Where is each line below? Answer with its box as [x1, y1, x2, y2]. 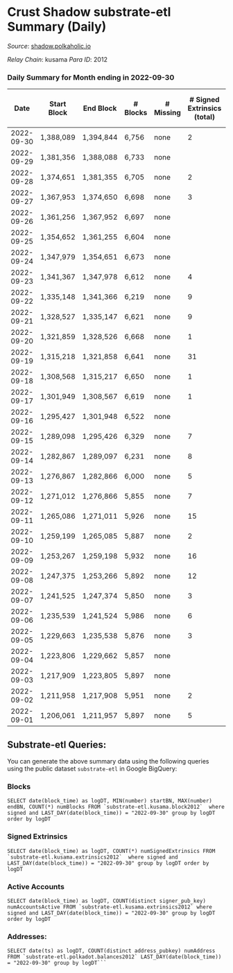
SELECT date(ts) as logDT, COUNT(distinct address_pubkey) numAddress [7, 947, 216, 954]
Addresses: [7, 931, 47, 941]
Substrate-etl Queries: [7, 739, 107, 750]
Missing [153, 108, 182, 118]
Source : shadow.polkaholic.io [7, 42, 92, 50]
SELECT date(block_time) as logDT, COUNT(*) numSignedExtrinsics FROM [7, 847, 216, 854]
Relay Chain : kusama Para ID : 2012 [7, 55, 107, 63]
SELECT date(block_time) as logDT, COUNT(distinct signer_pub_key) [7, 897, 207, 904]
